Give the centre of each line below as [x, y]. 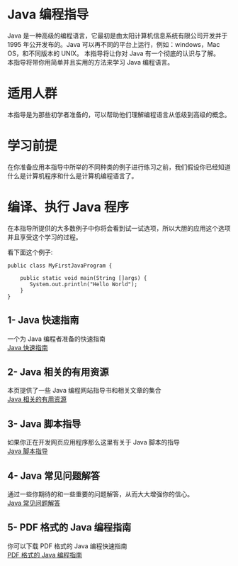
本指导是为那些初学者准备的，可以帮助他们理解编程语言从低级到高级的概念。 [119, 114]
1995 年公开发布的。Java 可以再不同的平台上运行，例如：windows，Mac [114, 44]
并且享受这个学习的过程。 [45, 237]
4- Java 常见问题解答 [54, 475]
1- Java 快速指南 [43, 320]
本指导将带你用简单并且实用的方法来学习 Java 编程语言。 [91, 62]
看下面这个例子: [30, 252]
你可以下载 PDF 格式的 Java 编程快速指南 [67, 546]
